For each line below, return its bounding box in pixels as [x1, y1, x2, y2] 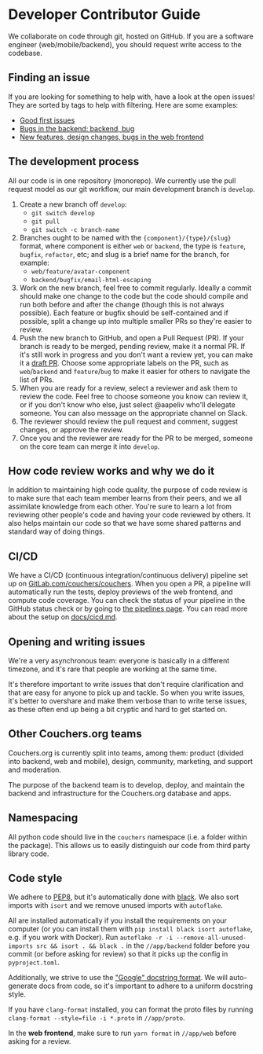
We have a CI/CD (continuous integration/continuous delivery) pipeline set [8, 571, 249, 580]
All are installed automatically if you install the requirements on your [8, 916, 228, 925]
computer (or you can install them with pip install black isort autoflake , [8, 924, 253, 934]
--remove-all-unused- [176, 934, 247, 942]
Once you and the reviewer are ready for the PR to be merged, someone [19, 433, 254, 443]
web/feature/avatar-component [31, 267, 131, 276]
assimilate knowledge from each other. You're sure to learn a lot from [8, 501, 232, 512]
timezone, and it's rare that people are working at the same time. [8, 664, 217, 674]
